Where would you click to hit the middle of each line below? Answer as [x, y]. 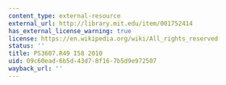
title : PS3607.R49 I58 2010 [56, 53]
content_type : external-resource [65, 16]
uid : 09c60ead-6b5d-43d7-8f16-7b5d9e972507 [83, 62]
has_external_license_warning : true [70, 31]
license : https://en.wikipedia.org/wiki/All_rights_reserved [113, 38]
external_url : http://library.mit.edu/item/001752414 [101, 23]
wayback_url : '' [36, 69]
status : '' [27, 46]
